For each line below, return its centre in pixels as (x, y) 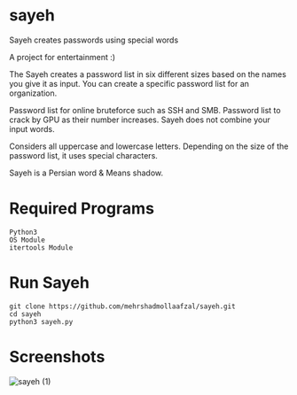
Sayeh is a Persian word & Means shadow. (86, 173)
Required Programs (82, 209)
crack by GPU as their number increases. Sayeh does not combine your (140, 120)
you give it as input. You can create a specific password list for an (129, 83)
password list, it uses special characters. (83, 155)
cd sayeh (25, 314)
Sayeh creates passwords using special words (94, 40)
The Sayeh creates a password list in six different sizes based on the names (148, 74)
